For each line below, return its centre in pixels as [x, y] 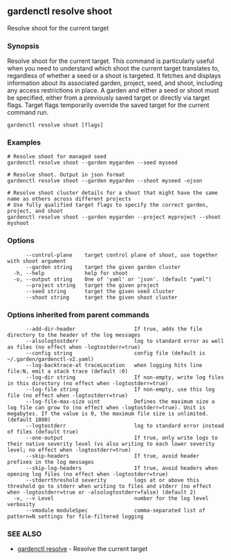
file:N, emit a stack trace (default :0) [68, 371]
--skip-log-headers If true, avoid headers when [121, 468]
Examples [24, 142]
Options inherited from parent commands [78, 315]
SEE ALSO [25, 534]
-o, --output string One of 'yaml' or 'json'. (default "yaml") [113, 279]
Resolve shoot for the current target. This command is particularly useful [111, 61]
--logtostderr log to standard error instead [125, 426]
